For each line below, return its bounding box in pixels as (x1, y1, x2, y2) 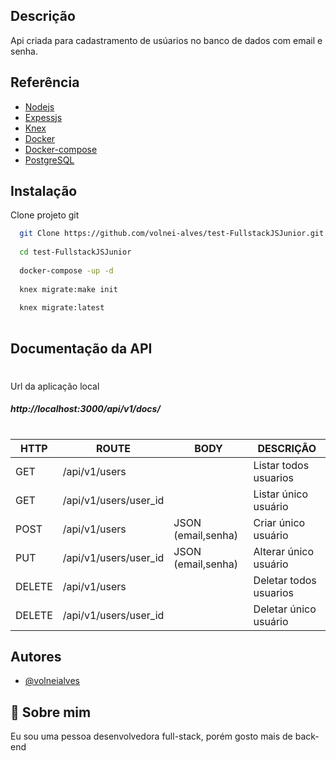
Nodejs (24, 100, 55, 113)
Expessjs (24, 111, 63, 123)
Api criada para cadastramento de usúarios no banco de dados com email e (10, 34, 323, 46)
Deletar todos (253, 573, 317, 587)
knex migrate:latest (19, 303, 105, 313)
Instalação (10, 183, 78, 200)
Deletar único (253, 602, 317, 616)
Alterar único (253, 544, 314, 558)
